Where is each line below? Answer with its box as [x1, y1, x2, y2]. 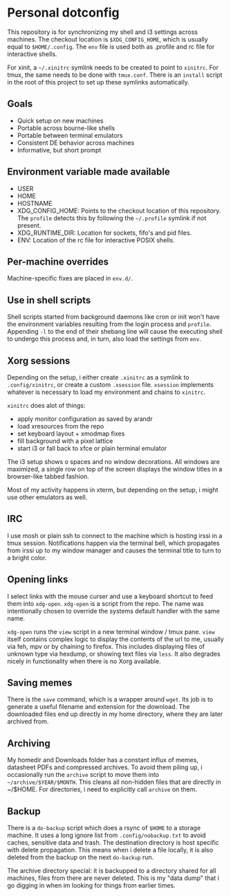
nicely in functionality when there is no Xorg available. [7, 656, 161, 665]
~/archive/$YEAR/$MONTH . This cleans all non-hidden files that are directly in [7, 778, 221, 787]
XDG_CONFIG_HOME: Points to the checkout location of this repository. [17, 206, 221, 215]
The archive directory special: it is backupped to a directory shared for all [7, 867, 216, 875]
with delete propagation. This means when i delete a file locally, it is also [7, 846, 213, 854]
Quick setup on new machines [17, 116, 104, 125]
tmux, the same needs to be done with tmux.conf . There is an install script [7, 71, 223, 79]
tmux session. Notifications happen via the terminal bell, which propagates [7, 539, 220, 547]
